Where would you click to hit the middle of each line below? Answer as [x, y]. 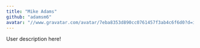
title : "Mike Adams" [32, 11]
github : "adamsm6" [29, 17]
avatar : [16, 22]
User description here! [34, 39]
